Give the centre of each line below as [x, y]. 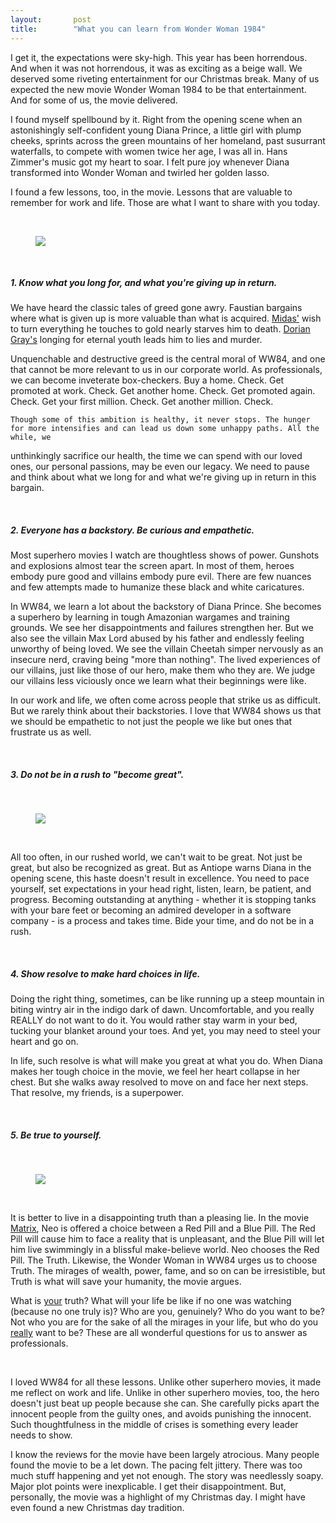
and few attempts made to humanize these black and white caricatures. [157, 587]
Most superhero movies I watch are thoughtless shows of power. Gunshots [165, 555]
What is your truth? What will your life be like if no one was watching [151, 1301]
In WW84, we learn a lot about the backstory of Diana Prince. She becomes [166, 607]
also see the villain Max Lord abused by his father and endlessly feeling [157, 638]
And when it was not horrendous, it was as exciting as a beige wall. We [156, 68]
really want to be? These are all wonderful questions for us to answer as [159, 1333]
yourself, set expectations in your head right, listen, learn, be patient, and [161, 889]
